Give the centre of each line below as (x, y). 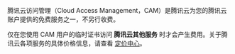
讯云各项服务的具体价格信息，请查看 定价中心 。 (77, 43)
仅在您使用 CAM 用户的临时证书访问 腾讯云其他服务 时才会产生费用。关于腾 (118, 34)
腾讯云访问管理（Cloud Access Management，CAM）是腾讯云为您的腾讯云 (117, 10)
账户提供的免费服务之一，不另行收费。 (63, 19)
